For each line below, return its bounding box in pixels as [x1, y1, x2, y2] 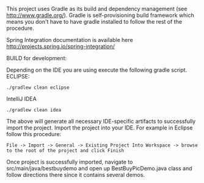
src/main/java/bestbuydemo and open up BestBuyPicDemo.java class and [6, 165, 192, 172]
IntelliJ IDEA [6, 95, 37, 102]
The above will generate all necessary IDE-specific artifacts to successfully [6, 118, 196, 125]
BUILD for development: [6, 55, 67, 61]
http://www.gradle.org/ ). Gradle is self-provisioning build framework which [6, 12, 194, 19]
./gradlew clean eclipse [6, 85, 70, 91]
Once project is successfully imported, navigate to [6, 158, 133, 165]
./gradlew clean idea [6, 107, 62, 113]
